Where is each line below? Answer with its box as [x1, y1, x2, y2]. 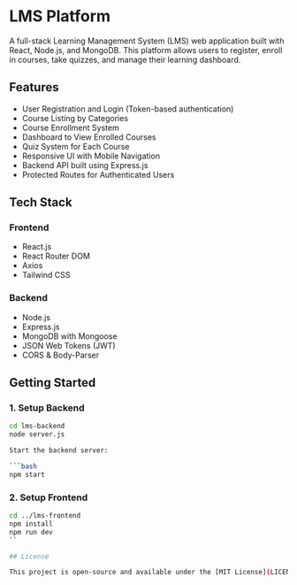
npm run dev [9, 527, 53, 536]
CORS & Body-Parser [21, 350, 100, 360]
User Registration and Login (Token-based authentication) [21, 104, 234, 114]
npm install [9, 520, 53, 528]
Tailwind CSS [21, 270, 71, 281]
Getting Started [9, 375, 96, 390]
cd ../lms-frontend [9, 512, 81, 520]
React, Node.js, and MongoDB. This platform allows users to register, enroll [9, 44, 283, 55]
